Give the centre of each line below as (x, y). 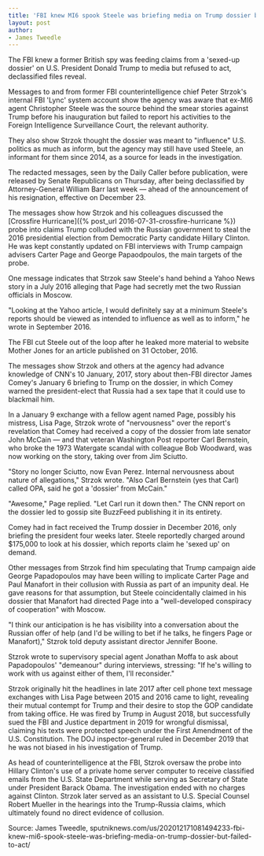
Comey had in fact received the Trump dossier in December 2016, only (123, 528)
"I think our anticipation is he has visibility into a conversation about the (124, 625)
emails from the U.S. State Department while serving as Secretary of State (128, 780)
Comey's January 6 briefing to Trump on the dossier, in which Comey (121, 383)
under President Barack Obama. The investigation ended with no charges (127, 787)
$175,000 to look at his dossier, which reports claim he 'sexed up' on (119, 544)
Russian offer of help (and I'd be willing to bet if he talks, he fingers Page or (130, 633)
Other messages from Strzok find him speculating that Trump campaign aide (132, 568)
